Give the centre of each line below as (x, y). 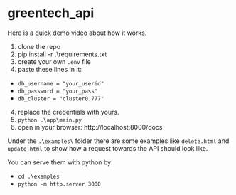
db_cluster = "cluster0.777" (61, 99)
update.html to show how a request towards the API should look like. (108, 148)
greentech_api (51, 13)
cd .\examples (38, 176)
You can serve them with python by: (60, 162)
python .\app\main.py (49, 120)
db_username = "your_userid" (61, 83)
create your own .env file (54, 61)
